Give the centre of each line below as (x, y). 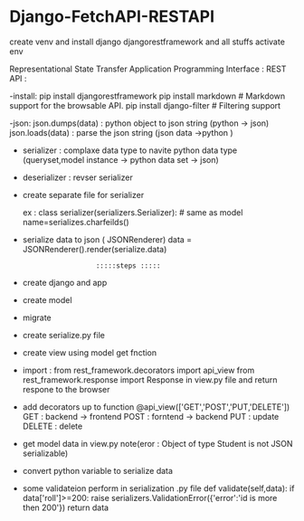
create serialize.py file (64, 335)
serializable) (45, 453)
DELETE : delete (52, 426)
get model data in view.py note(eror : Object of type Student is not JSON (157, 443)
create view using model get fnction (90, 352)
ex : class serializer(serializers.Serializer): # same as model (133, 212)
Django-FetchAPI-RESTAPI (112, 17)
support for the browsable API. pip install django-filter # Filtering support (145, 105)
